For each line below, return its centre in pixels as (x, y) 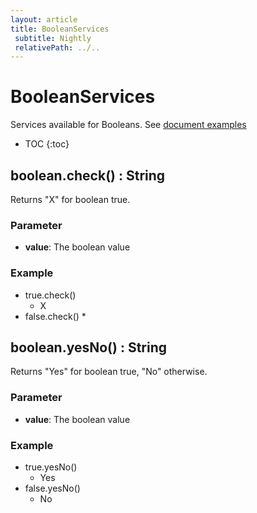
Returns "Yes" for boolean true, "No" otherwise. (109, 372)
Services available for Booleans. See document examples (128, 125)
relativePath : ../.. (57, 47)
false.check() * (55, 316)
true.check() (50, 295)
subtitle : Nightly (53, 38)
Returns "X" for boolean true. (70, 199)
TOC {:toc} (47, 144)
